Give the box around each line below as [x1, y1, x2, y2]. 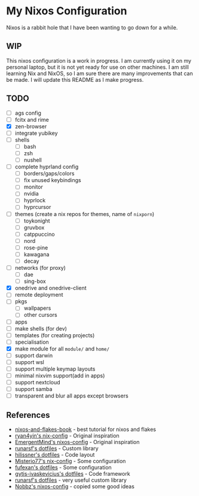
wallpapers [23, 304, 51, 312]
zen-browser [14, 122, 47, 130]
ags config [14, 109, 42, 116]
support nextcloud [14, 379, 61, 386]
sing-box [23, 278, 46, 285]
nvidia [23, 190, 39, 198]
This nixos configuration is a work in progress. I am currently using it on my [6, 57, 192, 64]
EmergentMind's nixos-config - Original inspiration [14, 439, 140, 446]
